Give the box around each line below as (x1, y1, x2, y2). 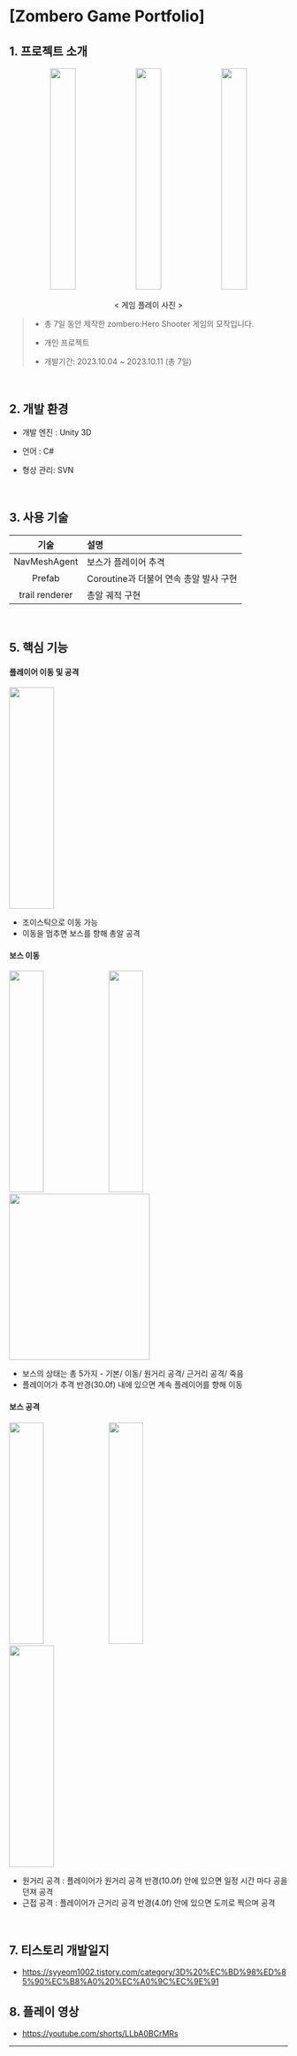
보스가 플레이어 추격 (87, 555, 165, 568)
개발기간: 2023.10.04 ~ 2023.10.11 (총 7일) (43, 356, 193, 367)
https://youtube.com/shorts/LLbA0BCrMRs (21, 2029, 179, 2039)
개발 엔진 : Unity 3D (21, 427, 92, 438)
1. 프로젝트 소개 (9, 43, 88, 58)
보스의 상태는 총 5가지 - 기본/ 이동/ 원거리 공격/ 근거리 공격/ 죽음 (21, 1369, 245, 1379)
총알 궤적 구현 (87, 589, 141, 601)
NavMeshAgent (13, 555, 79, 568)
